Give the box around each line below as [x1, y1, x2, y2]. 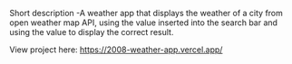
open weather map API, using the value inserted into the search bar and [9, 17, 278, 28]
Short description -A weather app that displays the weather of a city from [9, 8, 284, 18]
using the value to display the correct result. [9, 27, 174, 37]
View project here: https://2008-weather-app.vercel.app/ [9, 44, 223, 55]
